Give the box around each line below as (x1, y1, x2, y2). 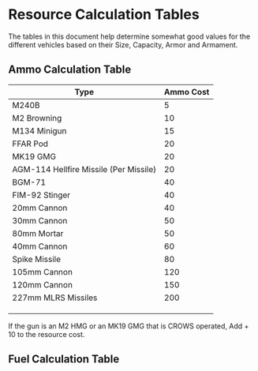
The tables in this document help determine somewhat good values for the (8, 32, 251, 41)
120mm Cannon (12, 279, 73, 290)
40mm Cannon (12, 241, 68, 252)
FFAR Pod (12, 138, 49, 149)
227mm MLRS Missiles (12, 292, 98, 303)
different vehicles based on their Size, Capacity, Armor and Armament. (8, 39, 238, 49)
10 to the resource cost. (8, 329, 85, 339)
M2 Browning (12, 112, 62, 123)
